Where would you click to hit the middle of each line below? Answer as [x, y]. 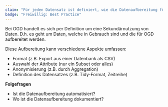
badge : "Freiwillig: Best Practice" [43, 14]
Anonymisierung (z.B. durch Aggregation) [55, 69]
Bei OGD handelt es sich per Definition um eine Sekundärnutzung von [77, 28]
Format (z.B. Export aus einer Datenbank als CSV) [64, 58]
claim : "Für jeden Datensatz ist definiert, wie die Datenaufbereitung [81, 10]
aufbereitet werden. [25, 39]
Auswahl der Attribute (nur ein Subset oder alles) [63, 64]
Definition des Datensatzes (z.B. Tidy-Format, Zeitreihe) [70, 74]
